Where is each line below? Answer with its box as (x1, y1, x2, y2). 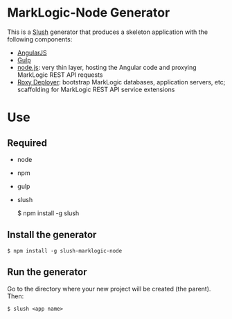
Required (7, 137, 47, 149)
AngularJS (17, 48, 47, 57)
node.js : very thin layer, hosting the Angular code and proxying (17, 63, 197, 71)
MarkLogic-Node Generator (7, 5, 170, 21)
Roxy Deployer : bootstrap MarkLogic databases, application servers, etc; (17, 78, 226, 86)
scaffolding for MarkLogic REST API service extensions (17, 85, 175, 93)
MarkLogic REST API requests (17, 71, 103, 79)
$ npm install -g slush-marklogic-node (7, 247, 123, 254)
